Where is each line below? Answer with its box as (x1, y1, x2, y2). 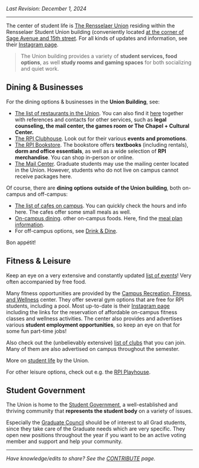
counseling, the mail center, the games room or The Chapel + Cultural (14, 122, 190, 129)
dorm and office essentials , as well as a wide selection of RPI (14, 147, 166, 154)
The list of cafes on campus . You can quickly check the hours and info (14, 202, 187, 209)
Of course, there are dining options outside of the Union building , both (6, 184, 181, 191)
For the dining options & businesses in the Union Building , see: (6, 98, 160, 105)
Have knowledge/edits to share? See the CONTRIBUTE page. (6, 455, 156, 462)
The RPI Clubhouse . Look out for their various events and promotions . (14, 135, 188, 142)
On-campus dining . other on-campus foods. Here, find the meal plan (14, 214, 182, 222)
